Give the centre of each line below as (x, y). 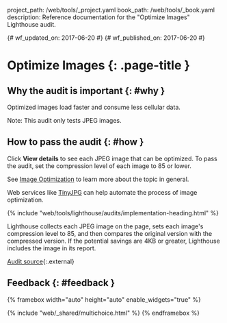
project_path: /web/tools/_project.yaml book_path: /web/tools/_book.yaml (111, 10)
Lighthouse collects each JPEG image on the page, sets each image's (105, 226)
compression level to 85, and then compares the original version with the (110, 233)
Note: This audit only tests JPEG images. (64, 120)
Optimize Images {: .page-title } (98, 65)
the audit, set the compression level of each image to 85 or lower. (99, 166)
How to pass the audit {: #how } (76, 142)
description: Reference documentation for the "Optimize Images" (98, 17)
